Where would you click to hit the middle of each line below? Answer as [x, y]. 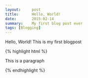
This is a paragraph [25, 61]
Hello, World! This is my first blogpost [43, 42]
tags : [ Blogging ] [23, 28]
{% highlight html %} [26, 52]
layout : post [23, 10]
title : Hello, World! [33, 14]
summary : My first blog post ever [44, 23]
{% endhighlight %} [25, 70]
